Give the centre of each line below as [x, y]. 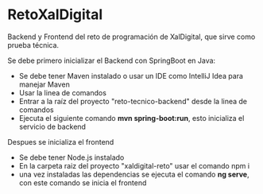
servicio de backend [52, 126]
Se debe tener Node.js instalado [72, 157]
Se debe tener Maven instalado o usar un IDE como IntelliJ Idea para [131, 76]
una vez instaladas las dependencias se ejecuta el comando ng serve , [134, 174]
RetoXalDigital [55, 15]
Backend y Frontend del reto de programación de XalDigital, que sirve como [131, 37]
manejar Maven [44, 84]
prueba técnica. [33, 45]
